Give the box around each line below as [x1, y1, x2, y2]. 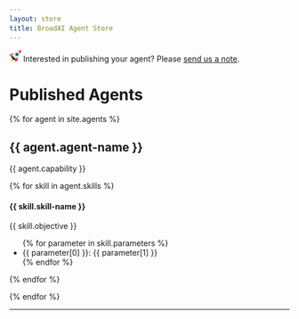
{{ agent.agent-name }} [9, 139, 144, 155]
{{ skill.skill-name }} [9, 200, 86, 211]
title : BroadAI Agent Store [9, 23, 114, 33]
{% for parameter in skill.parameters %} [21, 238, 169, 249]
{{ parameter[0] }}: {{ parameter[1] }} [21, 248, 158, 258]
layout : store [9, 14, 62, 23]
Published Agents [9, 85, 144, 104]
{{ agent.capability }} [9, 163, 86, 174]
